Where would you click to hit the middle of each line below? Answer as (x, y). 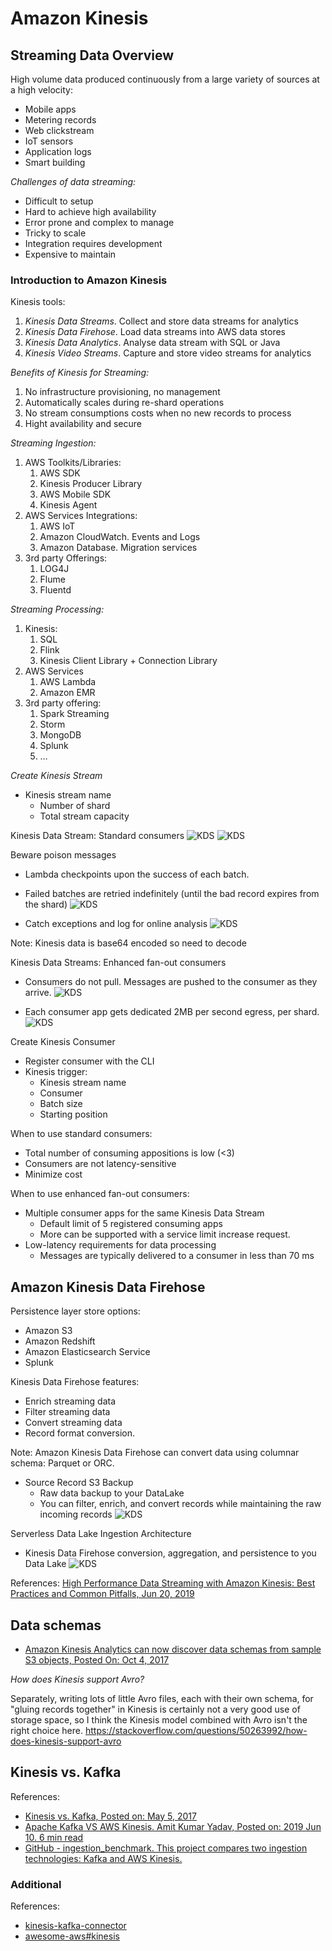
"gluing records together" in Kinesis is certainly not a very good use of (155, 1709)
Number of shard (75, 806)
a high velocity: (41, 90)
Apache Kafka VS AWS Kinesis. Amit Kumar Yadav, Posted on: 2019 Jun (173, 1826)
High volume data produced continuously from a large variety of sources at (165, 79)
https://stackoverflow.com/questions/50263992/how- (196, 1730)
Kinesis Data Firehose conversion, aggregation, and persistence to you (170, 1553)
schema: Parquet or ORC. (62, 1463)
